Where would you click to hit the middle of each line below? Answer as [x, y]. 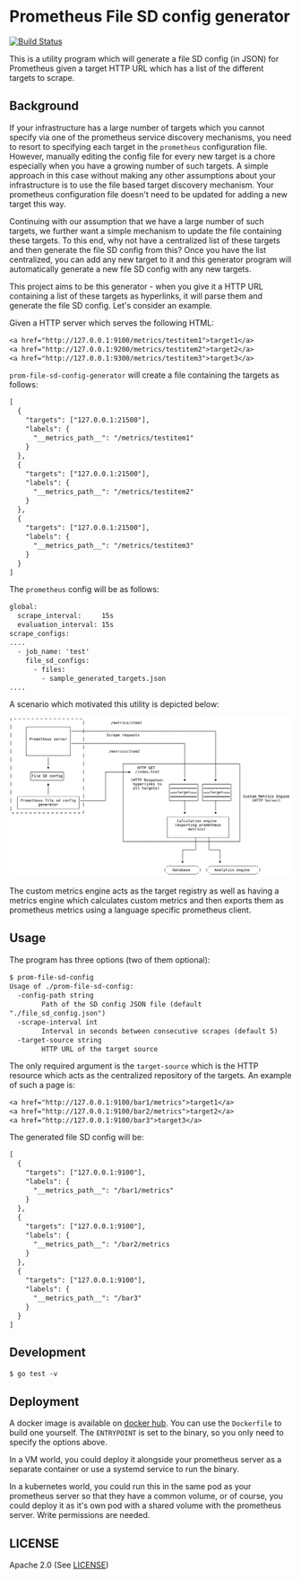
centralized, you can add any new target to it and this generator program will [150, 259]
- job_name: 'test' [54, 651]
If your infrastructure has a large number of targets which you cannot [137, 127]
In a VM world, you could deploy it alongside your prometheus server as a [146, 1460]
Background [44, 106]
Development [48, 1352]
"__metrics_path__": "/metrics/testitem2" [113, 492]
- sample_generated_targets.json [104, 678]
